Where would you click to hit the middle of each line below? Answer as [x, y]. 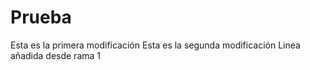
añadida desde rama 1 [56, 55]
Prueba [41, 17]
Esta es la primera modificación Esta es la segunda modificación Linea [155, 45]
